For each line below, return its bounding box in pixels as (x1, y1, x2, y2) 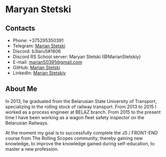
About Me (5, 85, 37, 93)
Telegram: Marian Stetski (12, 43, 65, 49)
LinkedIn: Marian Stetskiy (12, 70, 66, 76)
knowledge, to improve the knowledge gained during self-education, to (5, 140, 155, 146)
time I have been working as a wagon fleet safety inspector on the (5, 114, 145, 120)
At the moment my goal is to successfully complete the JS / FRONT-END (5, 129, 158, 136)
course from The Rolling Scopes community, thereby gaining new (5, 135, 143, 141)
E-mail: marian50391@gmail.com (12, 59, 83, 65)
